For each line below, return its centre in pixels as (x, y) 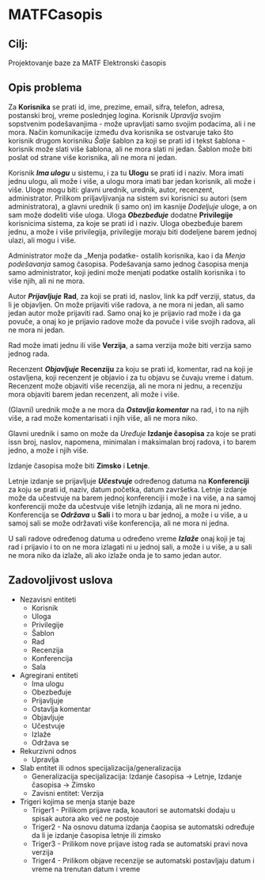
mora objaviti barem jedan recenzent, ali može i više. (94, 394)
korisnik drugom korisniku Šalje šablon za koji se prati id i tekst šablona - (127, 140)
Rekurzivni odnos (48, 751)
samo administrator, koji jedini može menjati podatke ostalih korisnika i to (127, 272)
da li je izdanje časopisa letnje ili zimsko (96, 835)
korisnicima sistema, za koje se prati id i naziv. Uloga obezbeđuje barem (125, 223)
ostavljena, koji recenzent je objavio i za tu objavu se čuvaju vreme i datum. (131, 377)
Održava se (50, 742)
